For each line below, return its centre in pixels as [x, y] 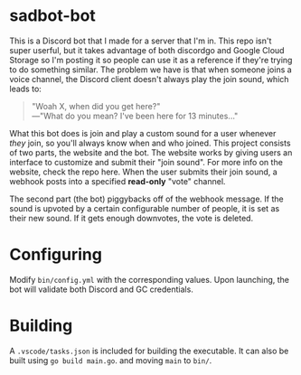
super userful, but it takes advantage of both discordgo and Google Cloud [147, 50]
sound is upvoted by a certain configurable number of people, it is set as [145, 208]
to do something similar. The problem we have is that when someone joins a [150, 70]
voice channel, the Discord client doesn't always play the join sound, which [149, 79]
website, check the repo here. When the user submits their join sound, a [143, 172]
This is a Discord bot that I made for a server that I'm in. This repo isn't [141, 41]
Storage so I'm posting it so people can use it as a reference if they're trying [151, 60]
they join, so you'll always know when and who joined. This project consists [150, 143]
